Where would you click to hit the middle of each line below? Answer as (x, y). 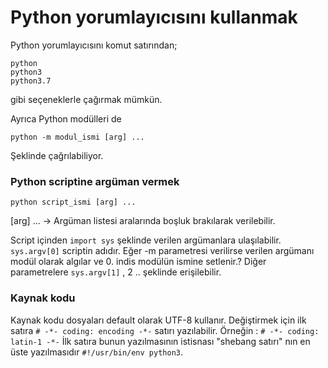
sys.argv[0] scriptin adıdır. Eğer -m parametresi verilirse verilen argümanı (162, 251)
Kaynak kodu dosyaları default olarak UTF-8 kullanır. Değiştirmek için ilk (158, 320)
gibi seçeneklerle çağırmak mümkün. (86, 99)
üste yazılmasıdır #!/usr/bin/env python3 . (97, 352)
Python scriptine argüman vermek (95, 181)
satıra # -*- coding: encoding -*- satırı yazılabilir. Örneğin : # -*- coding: (165, 330)
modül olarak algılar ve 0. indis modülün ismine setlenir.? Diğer (138, 262)
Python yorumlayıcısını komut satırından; (94, 45)
